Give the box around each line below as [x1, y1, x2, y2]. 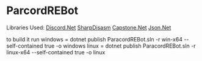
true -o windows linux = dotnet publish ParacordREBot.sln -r [44, 42, 196, 49]
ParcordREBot [6, 4, 79, 18]
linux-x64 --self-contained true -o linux [6, 48, 106, 56]
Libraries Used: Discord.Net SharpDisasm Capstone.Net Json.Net [6, 24, 171, 31]
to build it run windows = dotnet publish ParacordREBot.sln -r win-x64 [6, 35, 183, 43]
